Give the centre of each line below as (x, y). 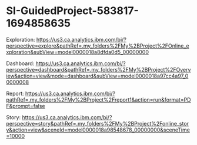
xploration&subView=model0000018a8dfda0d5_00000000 (77, 52)
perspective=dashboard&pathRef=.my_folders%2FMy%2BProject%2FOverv (98, 69)
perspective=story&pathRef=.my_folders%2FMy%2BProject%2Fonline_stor (98, 123)
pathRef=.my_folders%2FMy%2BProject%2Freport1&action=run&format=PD (98, 100)
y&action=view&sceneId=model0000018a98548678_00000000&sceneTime (98, 130)
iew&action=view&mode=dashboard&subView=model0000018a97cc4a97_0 (97, 76)
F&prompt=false (26, 106)
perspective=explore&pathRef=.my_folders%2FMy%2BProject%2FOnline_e (98, 46)
